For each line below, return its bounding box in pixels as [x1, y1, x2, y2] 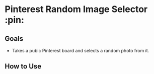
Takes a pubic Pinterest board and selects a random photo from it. [12, 48, 149, 53]
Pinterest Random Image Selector [5, 4, 148, 15]
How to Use [5, 62, 42, 71]
